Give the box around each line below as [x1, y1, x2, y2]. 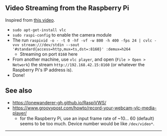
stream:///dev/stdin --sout [21, 42, 80, 47]
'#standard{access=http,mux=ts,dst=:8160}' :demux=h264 [12, 46, 131, 51]
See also [5, 87, 32, 95]
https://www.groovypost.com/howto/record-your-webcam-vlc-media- [12, 105, 157, 111]
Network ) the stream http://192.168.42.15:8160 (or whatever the [12, 61, 145, 67]
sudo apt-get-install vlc [12, 27, 66, 33]
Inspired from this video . [5, 17, 55, 23]
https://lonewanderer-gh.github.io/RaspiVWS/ [12, 99, 107, 105]
